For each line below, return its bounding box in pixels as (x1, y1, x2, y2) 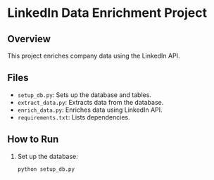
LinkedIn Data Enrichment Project (7, 5, 208, 21)
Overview (7, 33, 51, 45)
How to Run (7, 134, 59, 146)
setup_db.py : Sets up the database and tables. (17, 90, 151, 99)
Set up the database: (17, 152, 79, 160)
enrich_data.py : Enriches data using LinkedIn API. (17, 105, 163, 114)
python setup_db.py (17, 165, 75, 173)
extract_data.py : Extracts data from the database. (17, 98, 164, 106)
